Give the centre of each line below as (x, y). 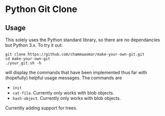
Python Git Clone (41, 9)
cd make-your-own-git (28, 59)
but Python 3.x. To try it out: (34, 45)
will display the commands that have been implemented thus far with (76, 72)
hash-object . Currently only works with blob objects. (67, 98)
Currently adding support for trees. (41, 108)
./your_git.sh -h (23, 63)
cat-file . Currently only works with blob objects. (63, 93)
